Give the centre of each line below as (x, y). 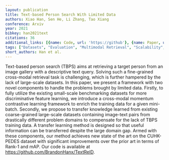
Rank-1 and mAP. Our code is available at (48, 146)
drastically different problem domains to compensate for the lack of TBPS (81, 120)
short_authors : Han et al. (33, 52)
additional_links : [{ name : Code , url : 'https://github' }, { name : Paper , (83, 43)
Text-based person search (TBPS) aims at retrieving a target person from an (84, 66)
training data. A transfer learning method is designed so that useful (75, 125)
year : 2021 (17, 29)
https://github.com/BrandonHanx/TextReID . (50, 152)
